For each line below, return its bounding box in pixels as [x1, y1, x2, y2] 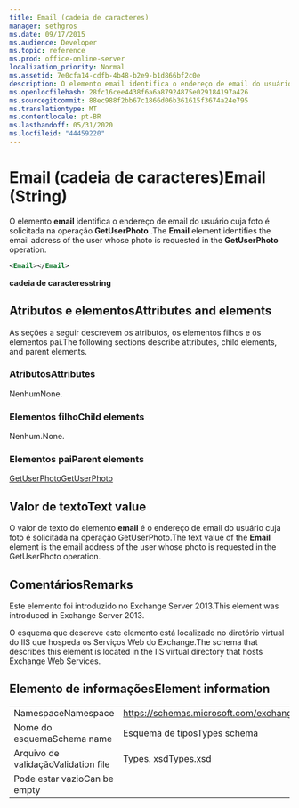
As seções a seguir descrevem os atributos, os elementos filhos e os [9, 327, 262, 338]
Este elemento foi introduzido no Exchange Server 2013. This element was [9, 600, 279, 611]
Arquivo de [13, 747, 60, 759]
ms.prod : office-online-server [9, 54, 125, 63]
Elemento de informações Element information [9, 681, 271, 697]
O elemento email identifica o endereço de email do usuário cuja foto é [9, 216, 270, 226]
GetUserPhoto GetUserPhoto [9, 473, 114, 484]
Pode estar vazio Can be [13, 772, 114, 785]
